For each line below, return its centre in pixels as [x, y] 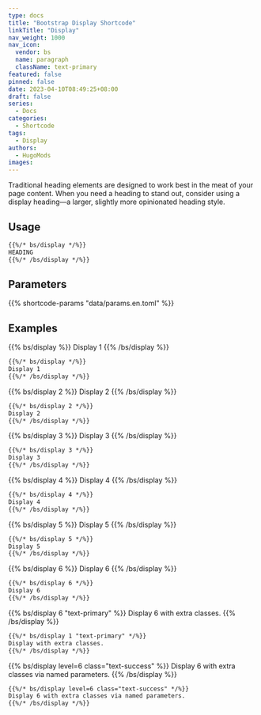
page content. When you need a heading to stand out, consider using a [124, 194]
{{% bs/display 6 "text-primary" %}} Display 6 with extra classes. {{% [122, 613]
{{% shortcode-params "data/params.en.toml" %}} [91, 303]
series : [21, 104]
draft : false [30, 96]
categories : [28, 119]
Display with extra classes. [56, 643]
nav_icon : [25, 45]
